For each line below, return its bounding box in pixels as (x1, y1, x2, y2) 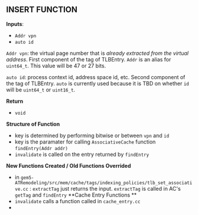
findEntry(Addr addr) (14, 145, 68, 151)
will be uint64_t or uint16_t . (6, 86, 76, 93)
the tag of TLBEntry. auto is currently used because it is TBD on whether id (6, 80, 189, 87)
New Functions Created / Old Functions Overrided (6, 162, 131, 169)
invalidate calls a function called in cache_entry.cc (14, 197, 141, 204)
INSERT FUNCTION (6, 5, 78, 15)
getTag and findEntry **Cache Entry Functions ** (14, 191, 137, 198)
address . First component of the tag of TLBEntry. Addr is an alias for (6, 56, 171, 63)
